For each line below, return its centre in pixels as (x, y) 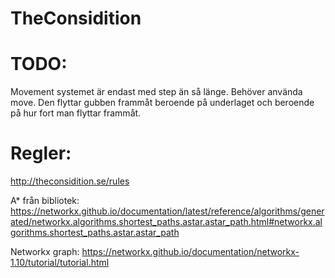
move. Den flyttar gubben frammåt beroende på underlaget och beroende (162, 103)
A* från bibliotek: (45, 201)
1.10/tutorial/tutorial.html (60, 263)
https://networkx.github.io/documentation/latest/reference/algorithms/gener (167, 211)
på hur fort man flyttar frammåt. (76, 113)
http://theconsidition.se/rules (70, 181)
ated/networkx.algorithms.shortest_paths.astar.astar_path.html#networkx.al (166, 222)
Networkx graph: (45, 252)
